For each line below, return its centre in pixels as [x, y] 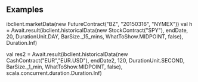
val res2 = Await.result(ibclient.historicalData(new [67, 54]
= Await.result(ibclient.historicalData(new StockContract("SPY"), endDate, [97, 30]
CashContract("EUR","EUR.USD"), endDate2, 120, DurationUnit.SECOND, [95, 60]
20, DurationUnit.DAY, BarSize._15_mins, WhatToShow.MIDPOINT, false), [95, 36]
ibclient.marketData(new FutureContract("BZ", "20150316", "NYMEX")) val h [99, 24]
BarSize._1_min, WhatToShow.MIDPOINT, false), [64, 67]
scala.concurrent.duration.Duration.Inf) [54, 73]
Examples [25, 10]
